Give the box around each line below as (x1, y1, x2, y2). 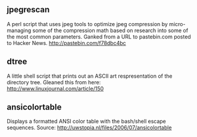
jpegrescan (7, 5, 50, 15)
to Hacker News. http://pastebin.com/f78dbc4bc (7, 39, 127, 46)
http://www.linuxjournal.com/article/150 (7, 85, 104, 92)
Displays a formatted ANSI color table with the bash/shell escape (7, 118, 166, 125)
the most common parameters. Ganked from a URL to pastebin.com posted (7, 33, 191, 40)
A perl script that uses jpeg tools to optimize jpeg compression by (7, 20, 168, 27)
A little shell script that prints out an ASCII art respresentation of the (7, 72, 173, 79)
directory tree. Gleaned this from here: (7, 78, 101, 85)
